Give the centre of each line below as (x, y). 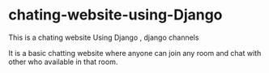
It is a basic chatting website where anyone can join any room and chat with (135, 53)
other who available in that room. (63, 62)
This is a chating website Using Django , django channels (104, 37)
